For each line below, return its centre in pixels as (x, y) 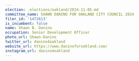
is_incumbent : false (27, 23)
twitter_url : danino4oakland (35, 42)
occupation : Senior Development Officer (48, 32)
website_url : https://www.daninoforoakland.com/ (56, 46)
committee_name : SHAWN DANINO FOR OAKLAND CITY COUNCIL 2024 (70, 14)
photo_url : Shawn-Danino (31, 37)
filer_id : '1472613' (27, 19)
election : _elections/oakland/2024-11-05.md (52, 10)
